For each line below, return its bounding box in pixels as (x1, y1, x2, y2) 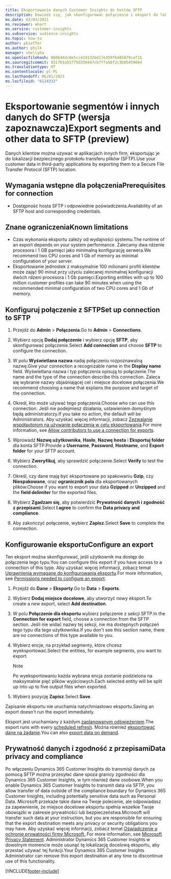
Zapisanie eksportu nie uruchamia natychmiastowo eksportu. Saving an (5, 703, 154, 710)
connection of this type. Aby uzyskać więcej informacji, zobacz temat (5, 565, 151, 571)
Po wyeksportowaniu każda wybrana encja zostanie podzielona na (12, 672, 153, 679)
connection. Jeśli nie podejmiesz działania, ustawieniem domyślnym (12, 405, 156, 411)
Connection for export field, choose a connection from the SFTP (12, 616, 149, 622)
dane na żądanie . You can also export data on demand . (5, 729, 120, 736)
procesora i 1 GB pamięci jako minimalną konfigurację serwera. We (12, 247, 151, 253)
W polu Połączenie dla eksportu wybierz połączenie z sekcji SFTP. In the (12, 611, 165, 617)
